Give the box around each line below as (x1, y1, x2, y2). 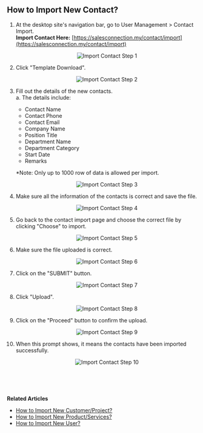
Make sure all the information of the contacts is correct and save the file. (15, 193, 198, 200)
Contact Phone (24, 112, 62, 119)
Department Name (24, 138, 72, 145)
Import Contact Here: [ (15, 33, 75, 41)
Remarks (24, 157, 47, 165)
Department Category (24, 144, 79, 151)
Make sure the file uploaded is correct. (15, 246, 113, 253)
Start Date (24, 151, 50, 158)
